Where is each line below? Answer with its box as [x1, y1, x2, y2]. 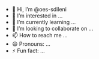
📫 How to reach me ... [11, 32, 68, 39]
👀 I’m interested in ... [11, 12, 63, 19]
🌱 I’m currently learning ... [11, 19, 76, 25]
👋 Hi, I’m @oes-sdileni [11, 6, 67, 13]
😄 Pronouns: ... [11, 40, 51, 48]
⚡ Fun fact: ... [11, 47, 45, 54]
